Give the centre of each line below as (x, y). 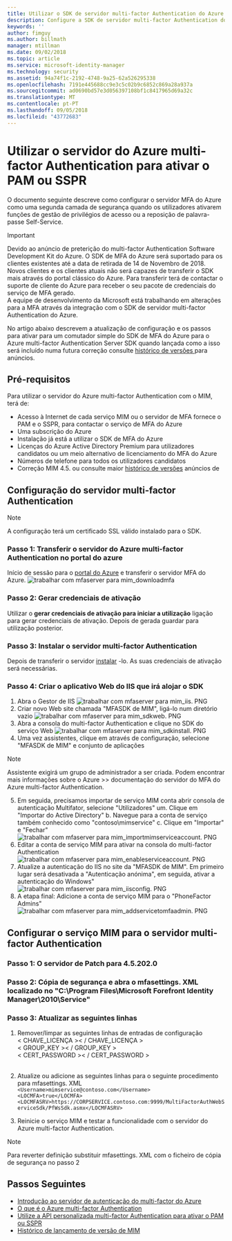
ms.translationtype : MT (41, 98)
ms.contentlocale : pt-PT (43, 104)
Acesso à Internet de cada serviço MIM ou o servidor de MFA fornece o (119, 417)
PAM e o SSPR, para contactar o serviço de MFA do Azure (100, 424)
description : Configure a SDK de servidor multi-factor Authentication (112, 20)
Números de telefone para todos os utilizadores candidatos (101, 461)
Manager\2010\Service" (49, 999)
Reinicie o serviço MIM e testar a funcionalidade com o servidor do (113, 1120)
